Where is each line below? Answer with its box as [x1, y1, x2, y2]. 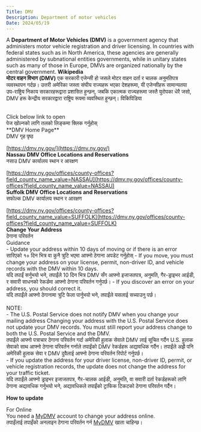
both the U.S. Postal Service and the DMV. [6, 330, 110, 337]
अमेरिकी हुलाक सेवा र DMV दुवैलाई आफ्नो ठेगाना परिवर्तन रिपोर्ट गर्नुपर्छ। [6, 350, 144, 357]
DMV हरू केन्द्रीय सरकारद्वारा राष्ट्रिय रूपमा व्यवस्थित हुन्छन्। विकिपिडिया [6, 95, 142, 102]
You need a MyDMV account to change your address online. [6, 412, 155, 420]
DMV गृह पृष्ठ [6, 133, 34, 140]
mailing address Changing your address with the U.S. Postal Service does [6, 317, 188, 325]
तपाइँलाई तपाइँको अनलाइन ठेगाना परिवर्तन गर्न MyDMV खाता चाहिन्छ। [6, 419, 143, 426]
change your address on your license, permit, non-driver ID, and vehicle [6, 259, 184, 266]
